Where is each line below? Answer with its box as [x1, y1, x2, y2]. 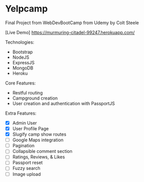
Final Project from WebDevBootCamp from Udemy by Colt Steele [5, 20, 139, 26]
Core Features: [5, 80, 36, 86]
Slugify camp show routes [12, 131, 66, 137]
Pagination [12, 143, 35, 149]
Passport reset [12, 159, 43, 166]
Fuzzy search [12, 165, 40, 171]
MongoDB [12, 65, 33, 71]
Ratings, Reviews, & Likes [12, 154, 65, 160]
